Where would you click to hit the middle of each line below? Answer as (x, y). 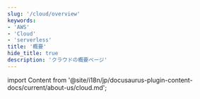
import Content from (37, 80)
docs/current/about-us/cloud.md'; (57, 87)
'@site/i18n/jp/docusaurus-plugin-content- (130, 80)
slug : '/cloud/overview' (44, 14)
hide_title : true (33, 54)
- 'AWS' (19, 27)
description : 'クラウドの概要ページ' (58, 60)
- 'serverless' (30, 40)
